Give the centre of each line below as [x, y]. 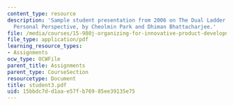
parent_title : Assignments [46, 66]
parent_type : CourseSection [48, 72]
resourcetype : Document [42, 78]
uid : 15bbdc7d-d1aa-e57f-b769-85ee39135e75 [71, 91]
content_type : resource [42, 14]
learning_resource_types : [45, 46]
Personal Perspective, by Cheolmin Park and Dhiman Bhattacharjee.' [115, 26]
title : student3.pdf [37, 85]
